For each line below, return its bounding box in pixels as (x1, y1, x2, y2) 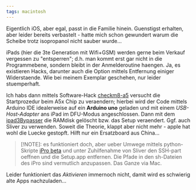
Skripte (20, 147, 38, 154)
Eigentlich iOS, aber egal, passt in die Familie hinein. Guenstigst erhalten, (6, 25, 184, 32)
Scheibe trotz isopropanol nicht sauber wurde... (6, 37, 122, 44)
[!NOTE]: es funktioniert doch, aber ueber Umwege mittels (20, 140, 163, 148)
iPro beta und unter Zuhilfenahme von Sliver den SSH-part (39, 147, 181, 154)
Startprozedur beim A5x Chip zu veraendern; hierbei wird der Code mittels (6, 98, 187, 105)
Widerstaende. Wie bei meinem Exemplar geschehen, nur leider (6, 74, 161, 81)
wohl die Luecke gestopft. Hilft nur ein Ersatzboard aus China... (6, 129, 160, 136)
